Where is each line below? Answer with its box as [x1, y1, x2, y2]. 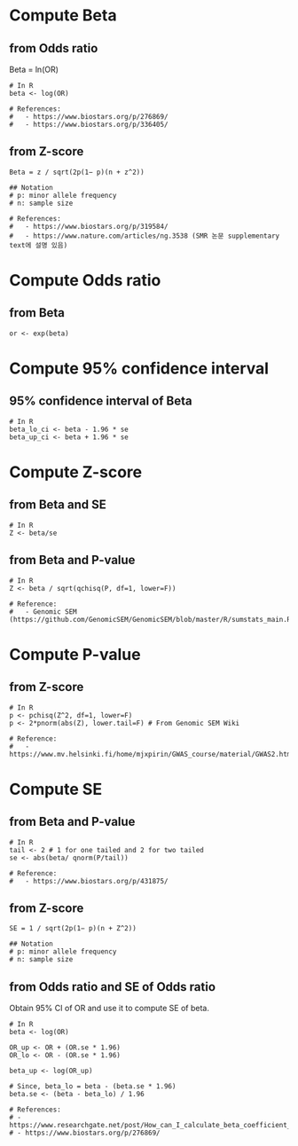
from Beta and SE [9, 498, 106, 513]
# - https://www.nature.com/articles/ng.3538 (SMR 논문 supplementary [9, 232, 280, 240]
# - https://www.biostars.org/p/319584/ [9, 222, 169, 231]
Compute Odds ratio [9, 271, 161, 290]
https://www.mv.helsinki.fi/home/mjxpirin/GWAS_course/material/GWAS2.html [9, 750, 295, 758]
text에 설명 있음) [9, 240, 68, 249]
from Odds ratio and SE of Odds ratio [9, 979, 216, 994]
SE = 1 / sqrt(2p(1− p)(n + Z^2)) [9, 924, 137, 933]
